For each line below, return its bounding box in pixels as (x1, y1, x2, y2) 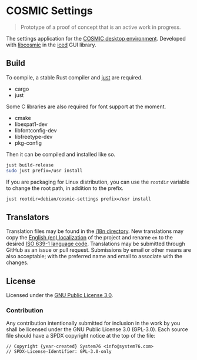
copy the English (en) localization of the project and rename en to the (6, 234, 173, 241)
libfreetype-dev (14, 133, 53, 140)
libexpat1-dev (14, 121, 48, 128)
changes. (6, 259, 29, 266)
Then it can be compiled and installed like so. (6, 151, 116, 158)
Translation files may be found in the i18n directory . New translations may (6, 228, 184, 235)
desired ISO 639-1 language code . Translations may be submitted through (6, 240, 185, 248)
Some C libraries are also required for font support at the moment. (6, 103, 166, 110)
